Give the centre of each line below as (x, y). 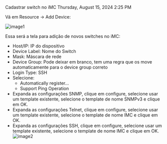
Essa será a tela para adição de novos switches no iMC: (63, 36)
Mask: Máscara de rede (37, 56)
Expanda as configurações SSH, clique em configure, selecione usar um (87, 125)
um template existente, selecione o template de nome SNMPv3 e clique (86, 99)
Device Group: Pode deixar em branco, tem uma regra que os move (82, 62)
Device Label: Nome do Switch (44, 51)
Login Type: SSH (30, 72)
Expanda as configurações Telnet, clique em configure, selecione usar (85, 110)
